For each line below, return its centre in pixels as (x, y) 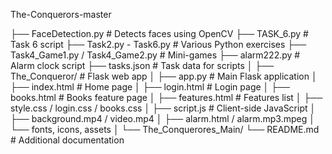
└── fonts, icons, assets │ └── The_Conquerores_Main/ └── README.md (165, 129)
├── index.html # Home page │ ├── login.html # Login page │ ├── (150, 87)
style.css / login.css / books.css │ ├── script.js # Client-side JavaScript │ (163, 108)
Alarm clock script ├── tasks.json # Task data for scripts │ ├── (142, 65)
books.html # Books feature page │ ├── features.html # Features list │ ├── (166, 97)
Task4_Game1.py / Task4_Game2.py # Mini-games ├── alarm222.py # (155, 55)
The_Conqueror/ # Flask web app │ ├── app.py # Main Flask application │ (164, 76)
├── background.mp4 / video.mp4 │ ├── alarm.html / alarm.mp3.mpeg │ (162, 118)
